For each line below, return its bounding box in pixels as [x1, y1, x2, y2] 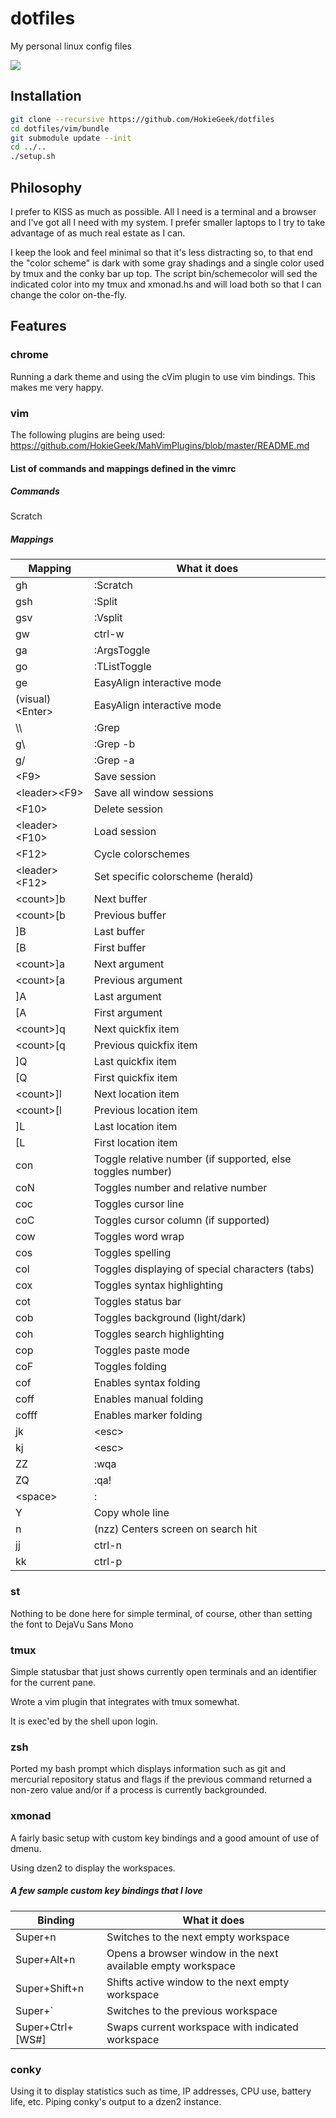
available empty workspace [106, 1958, 236, 1972]
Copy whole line [93, 1506, 170, 1520]
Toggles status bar [93, 1295, 182, 1309]
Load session [93, 825, 157, 839]
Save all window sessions [93, 786, 214, 800]
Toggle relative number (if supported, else [93, 1152, 292, 1166]
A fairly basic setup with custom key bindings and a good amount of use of [10, 1832, 320, 1844]
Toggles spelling [93, 1246, 172, 1260]
